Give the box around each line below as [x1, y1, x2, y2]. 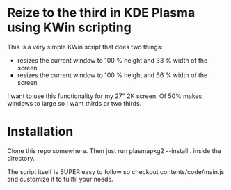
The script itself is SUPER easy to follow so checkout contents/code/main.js [7, 167, 225, 175]
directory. [7, 154, 35, 162]
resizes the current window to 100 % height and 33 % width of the [17, 56, 208, 64]
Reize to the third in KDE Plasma [7, 5, 196, 21]
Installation [7, 124, 74, 140]
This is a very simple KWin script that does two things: [7, 42, 164, 51]
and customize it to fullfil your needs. [7, 175, 113, 183]
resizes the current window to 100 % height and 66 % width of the [17, 71, 208, 79]
